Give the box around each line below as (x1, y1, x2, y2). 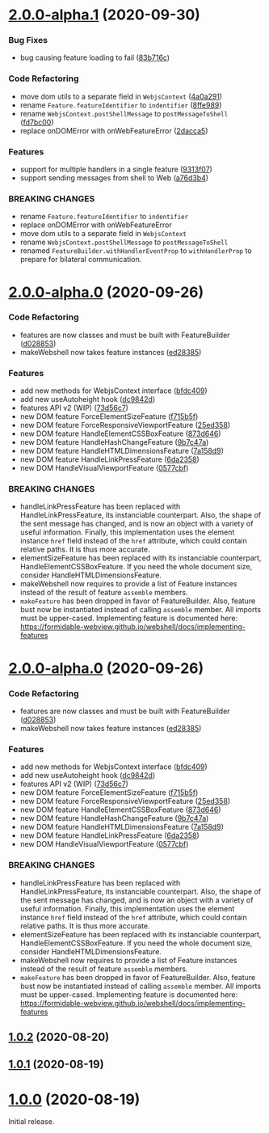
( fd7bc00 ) (19, 117, 54, 127)
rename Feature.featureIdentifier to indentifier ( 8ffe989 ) (19, 99, 222, 110)
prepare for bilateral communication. (19, 255, 142, 264)
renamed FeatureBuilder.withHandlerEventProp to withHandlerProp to (19, 246, 252, 256)
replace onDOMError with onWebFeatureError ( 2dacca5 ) (19, 125, 208, 135)
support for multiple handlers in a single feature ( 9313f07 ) (19, 164, 212, 175)
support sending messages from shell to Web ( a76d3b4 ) (19, 173, 208, 183)
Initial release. (8, 1117, 55, 1127)
